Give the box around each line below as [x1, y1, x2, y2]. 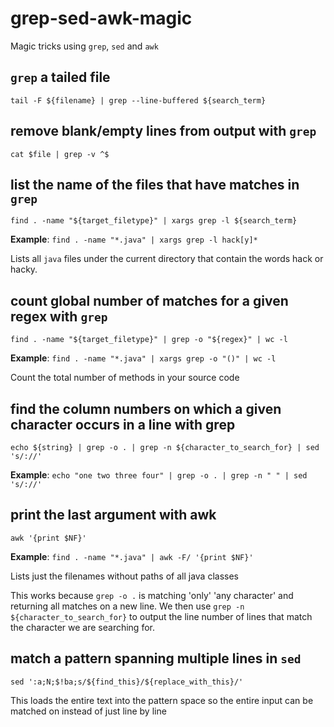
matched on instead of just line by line [10, 705, 167, 717]
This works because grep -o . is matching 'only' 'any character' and [10, 589, 294, 601]
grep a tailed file [10, 69, 111, 86]
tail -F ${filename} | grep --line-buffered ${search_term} [10, 95, 267, 106]
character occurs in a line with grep [10, 416, 236, 433]
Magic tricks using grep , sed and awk [10, 40, 159, 52]
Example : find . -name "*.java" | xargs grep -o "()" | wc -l [10, 352, 277, 364]
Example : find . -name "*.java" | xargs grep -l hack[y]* [10, 233, 258, 246]
